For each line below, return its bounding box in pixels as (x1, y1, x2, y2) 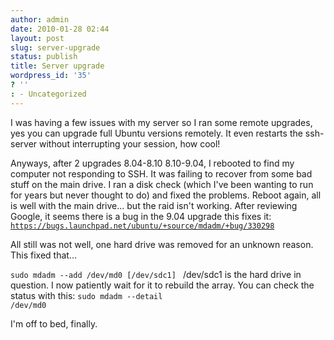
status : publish (10, 52, 78, 62)
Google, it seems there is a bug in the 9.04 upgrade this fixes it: (10, 210, 272, 222)
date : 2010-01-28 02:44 (10, 24, 110, 34)
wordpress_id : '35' (10, 71, 92, 81)
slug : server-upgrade (10, 42, 101, 53)
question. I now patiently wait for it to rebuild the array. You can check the (10, 279, 315, 291)
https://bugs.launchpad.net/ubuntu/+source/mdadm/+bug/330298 (10, 221, 275, 231)
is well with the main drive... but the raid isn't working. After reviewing (10, 199, 298, 211)
